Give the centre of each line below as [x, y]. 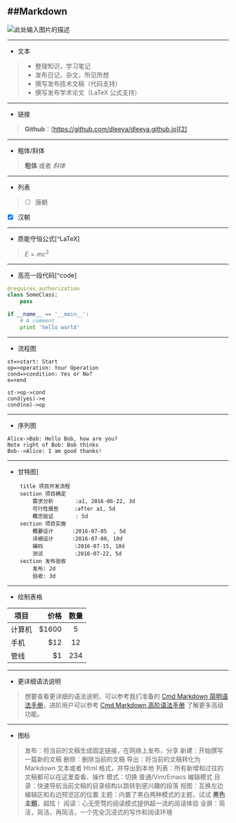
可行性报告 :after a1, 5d [74, 509]
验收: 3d [44, 576]
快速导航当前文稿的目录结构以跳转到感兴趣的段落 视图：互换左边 [130, 786]
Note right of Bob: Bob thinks [53, 445]
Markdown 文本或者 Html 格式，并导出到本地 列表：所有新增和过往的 [124, 768]
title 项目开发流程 [45, 486]
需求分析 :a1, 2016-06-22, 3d [84, 501]
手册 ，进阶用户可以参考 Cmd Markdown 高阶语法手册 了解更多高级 [127, 705]
